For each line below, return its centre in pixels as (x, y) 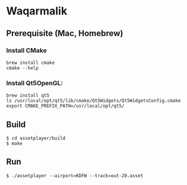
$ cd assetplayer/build (36, 138)
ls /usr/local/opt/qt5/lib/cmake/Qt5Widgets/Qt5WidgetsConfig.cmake (93, 101)
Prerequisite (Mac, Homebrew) (65, 33)
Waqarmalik (37, 11)
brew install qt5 (28, 96)
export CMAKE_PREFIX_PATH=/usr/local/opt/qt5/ (65, 106)
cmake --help (22, 68)
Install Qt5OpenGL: (34, 83)
